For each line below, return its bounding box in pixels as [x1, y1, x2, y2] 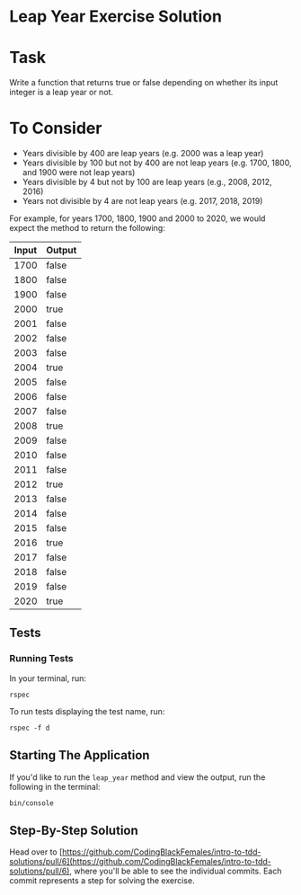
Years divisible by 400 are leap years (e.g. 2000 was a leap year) [22, 148, 264, 159]
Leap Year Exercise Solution [9, 6, 223, 27]
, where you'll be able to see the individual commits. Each [69, 865, 282, 877]
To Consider [9, 119, 102, 138]
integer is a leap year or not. [9, 87, 114, 98]
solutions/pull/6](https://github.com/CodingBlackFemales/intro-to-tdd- [9, 856, 271, 867]
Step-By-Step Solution [9, 822, 139, 837]
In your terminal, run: [9, 672, 87, 684]
